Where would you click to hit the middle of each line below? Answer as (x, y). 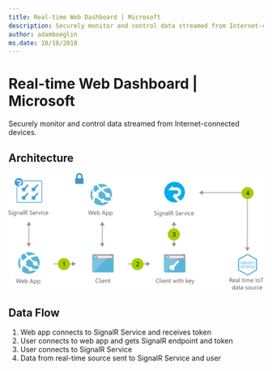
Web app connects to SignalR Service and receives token (116, 332)
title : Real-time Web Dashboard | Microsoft (85, 17)
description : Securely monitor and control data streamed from (117, 26)
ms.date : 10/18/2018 (43, 43)
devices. (23, 132)
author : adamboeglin (43, 34)
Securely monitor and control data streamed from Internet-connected (124, 124)
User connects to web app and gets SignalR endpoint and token (126, 341)
